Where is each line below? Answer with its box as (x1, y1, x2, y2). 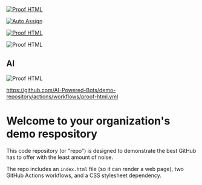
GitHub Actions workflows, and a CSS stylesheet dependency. (6, 172, 162, 179)
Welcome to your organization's (6, 114, 171, 127)
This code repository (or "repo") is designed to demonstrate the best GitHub (6, 147, 197, 154)
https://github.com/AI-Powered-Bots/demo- (6, 86, 116, 93)
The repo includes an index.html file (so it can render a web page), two (6, 165, 184, 172)
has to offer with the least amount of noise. (6, 153, 114, 161)
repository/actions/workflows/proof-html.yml (6, 93, 119, 100)
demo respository (6, 127, 98, 141)
